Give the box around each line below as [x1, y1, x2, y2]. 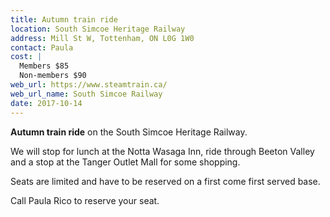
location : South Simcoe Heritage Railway [10, 24, 186, 34]
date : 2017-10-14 [10, 98, 83, 108]
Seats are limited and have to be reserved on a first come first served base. [10, 175, 321, 187]
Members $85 [19, 61, 70, 71]
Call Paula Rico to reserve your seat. [10, 194, 160, 206]
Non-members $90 [19, 71, 87, 81]
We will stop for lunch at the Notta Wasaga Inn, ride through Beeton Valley [10, 145, 315, 157]
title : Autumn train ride [10, 14, 118, 25]
